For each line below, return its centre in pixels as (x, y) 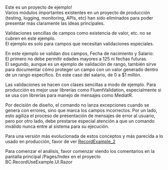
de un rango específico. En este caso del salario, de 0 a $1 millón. (73, 75)
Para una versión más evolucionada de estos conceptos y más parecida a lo (84, 136)
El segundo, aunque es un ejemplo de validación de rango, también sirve (81, 64)
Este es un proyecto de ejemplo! (39, 7)
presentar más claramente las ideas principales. (55, 23)
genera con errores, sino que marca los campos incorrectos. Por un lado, (81, 110)
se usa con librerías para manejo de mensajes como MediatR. (69, 95)
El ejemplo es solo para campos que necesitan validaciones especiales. (80, 44)
